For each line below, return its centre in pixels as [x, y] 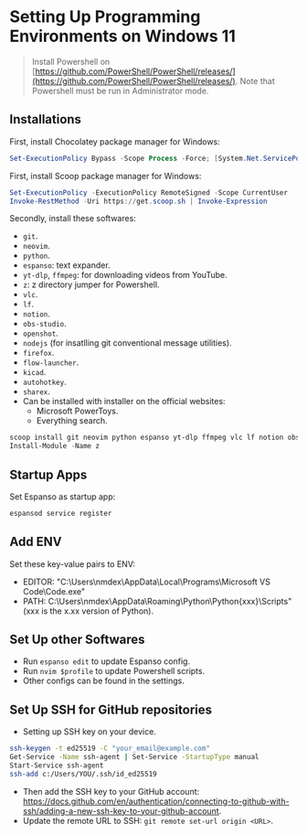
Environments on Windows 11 [122, 36]
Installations [46, 119]
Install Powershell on [71, 61]
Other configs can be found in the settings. [103, 681]
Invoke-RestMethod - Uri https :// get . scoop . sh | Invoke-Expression [138, 201]
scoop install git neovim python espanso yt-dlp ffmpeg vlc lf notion [147, 438]
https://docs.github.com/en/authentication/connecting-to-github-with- [156, 801]
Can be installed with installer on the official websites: [124, 401]
